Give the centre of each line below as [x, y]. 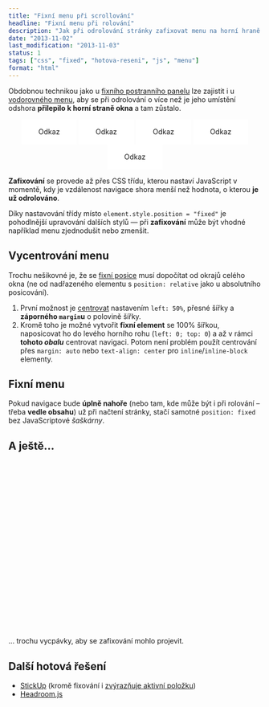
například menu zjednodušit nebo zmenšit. [79, 231]
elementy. [37, 359]
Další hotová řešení [57, 666]
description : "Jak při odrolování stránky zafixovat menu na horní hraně [134, 31]
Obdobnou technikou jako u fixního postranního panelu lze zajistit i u [121, 91]
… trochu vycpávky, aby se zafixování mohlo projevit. [96, 641]
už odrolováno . [34, 198]
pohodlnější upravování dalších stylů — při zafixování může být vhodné [127, 222]
